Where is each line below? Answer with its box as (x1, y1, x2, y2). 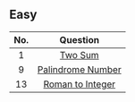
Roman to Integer (43, 78, 116, 90)
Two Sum (59, 48, 100, 61)
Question (59, 33, 100, 46)
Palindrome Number (37, 63, 122, 75)
